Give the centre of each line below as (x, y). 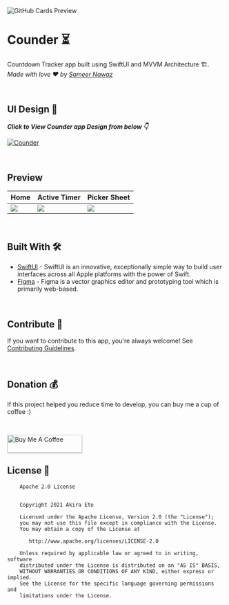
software (20, 559)
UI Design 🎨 (32, 110)
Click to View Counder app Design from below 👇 (78, 126)
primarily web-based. (48, 289)
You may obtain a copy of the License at (80, 529)
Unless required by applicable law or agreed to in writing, (109, 553)
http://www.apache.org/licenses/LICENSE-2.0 (93, 541)
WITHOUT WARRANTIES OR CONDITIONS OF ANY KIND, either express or (117, 571)
